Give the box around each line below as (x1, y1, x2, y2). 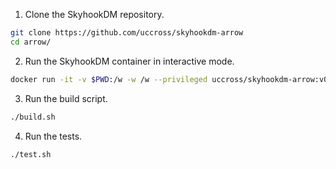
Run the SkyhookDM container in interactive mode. (24, 55, 235, 67)
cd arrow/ (10, 37, 52, 47)
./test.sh (10, 149, 52, 159)
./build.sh (10, 112, 56, 122)
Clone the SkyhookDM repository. (24, 9, 165, 20)
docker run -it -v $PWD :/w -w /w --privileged (10, 74, 208, 84)
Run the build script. (24, 92, 108, 104)
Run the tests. (24, 130, 83, 142)
